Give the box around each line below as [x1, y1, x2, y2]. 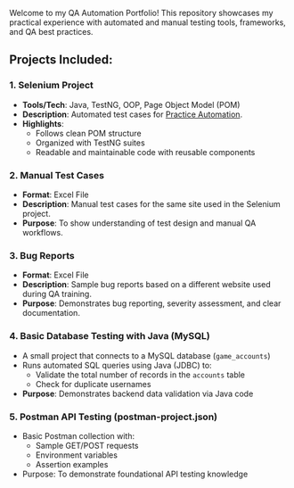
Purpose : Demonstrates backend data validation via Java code [21, 388, 254, 399]
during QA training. [21, 289, 92, 300]
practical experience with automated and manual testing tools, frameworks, [9, 17, 287, 28]
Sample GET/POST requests [35, 440, 139, 451]
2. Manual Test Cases [9, 169, 105, 181]
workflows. [21, 227, 64, 237]
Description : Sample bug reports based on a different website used [21, 279, 272, 290]
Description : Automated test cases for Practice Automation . [21, 109, 243, 120]
